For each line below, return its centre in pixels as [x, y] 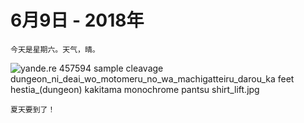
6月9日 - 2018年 [77, 20]
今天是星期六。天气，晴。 [55, 49]
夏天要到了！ [33, 109]
